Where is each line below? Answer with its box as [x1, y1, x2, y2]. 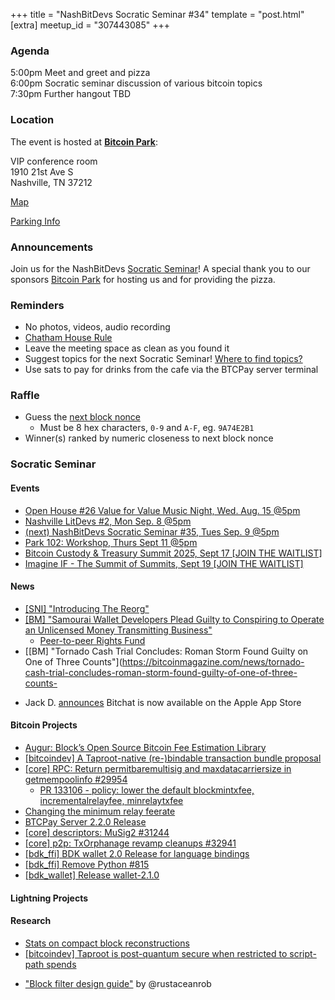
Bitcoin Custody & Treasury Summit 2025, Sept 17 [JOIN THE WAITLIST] [24, 547, 323, 559]
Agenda [10, 44, 50, 58]
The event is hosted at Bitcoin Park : [10, 135, 158, 148]
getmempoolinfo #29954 [24, 774, 128, 786]
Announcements [10, 240, 94, 254]
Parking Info [10, 215, 61, 227]
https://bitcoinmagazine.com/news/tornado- [121, 655, 305, 668]
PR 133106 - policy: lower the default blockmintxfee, [39, 784, 255, 796]
